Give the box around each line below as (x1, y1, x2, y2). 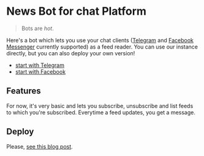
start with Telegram (15, 61, 64, 69)
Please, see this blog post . (6, 142, 74, 150)
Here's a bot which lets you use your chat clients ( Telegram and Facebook (6, 36, 194, 44)
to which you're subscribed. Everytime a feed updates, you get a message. (6, 109, 196, 116)
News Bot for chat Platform (6, 4, 147, 18)
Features (6, 86, 41, 96)
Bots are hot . (21, 25, 54, 32)
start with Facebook (15, 68, 66, 75)
